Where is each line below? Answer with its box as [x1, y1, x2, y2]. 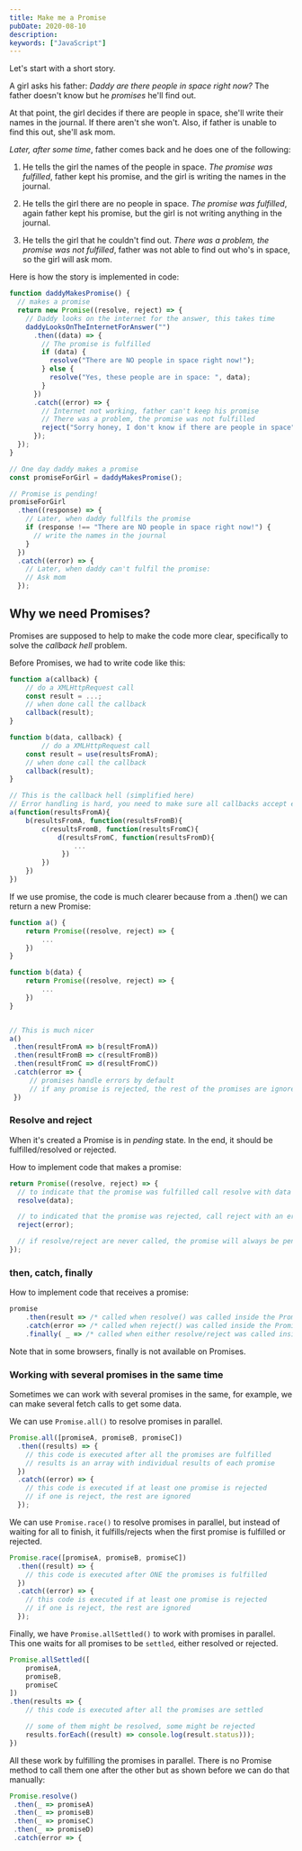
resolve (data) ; [17, 1196, 75, 1205]
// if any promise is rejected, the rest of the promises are [29, 1084, 268, 1094]
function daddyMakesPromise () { [9, 289, 130, 298]
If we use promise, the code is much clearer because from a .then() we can [9, 891, 288, 902]
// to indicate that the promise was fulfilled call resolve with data [17, 1187, 292, 1196]
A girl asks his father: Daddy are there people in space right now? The [9, 80, 270, 91]
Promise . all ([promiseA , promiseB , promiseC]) [9, 1434, 182, 1443]
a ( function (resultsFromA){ [9, 808, 111, 817]
